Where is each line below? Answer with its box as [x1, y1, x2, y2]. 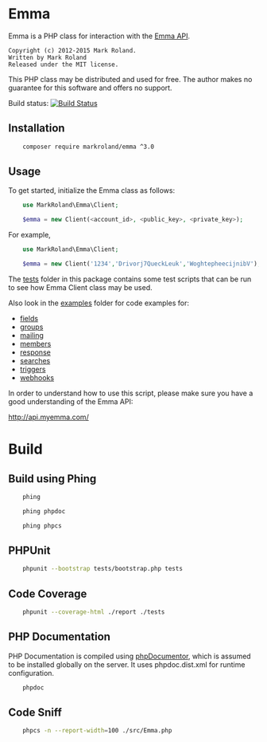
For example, [8, 230, 52, 240]
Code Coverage [8, 587, 87, 600]
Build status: [8, 98, 49, 108]
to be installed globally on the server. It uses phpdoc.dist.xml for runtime [8, 659, 246, 669]
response [19, 347, 52, 357]
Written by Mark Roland [8, 53, 87, 61]
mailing [19, 330, 44, 340]
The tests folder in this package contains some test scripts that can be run [8, 274, 252, 284]
